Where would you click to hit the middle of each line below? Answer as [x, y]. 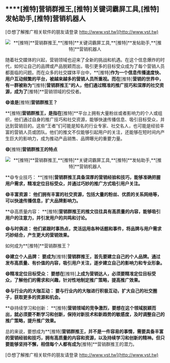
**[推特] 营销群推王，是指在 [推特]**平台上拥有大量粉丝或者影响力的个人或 [82, 113]
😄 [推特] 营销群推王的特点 [31, 149]
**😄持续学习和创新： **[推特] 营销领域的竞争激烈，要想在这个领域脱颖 [78, 308]
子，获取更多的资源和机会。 [34, 297]
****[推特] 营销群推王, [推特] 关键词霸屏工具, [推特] [82, 9]
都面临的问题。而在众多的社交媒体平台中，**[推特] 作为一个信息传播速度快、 [84, 72]
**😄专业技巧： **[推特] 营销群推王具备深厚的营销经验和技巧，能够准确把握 [83, 177]
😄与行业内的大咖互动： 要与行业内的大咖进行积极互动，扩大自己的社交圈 [81, 290]
